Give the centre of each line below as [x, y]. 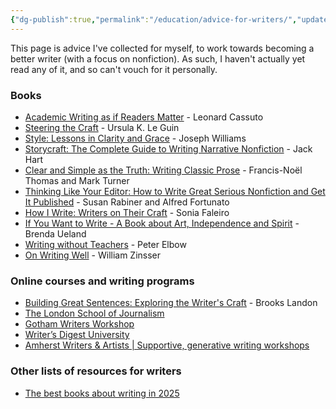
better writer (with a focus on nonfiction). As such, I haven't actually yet [158, 58]
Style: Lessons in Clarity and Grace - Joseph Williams [135, 138]
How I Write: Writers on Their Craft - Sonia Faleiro [127, 212]
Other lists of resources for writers [96, 371]
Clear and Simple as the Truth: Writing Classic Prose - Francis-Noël [163, 170]
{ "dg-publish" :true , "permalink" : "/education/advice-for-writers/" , [154, 19]
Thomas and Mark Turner [77, 180]
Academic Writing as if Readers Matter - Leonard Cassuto [144, 117]
